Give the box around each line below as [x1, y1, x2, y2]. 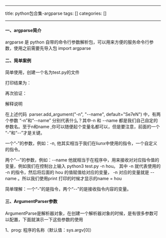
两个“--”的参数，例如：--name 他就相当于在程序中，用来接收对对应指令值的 [5, 157, 160, 163]
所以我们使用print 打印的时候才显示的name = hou [22, 176, 122, 182]
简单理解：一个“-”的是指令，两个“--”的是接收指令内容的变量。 [5, 186, 131, 192]
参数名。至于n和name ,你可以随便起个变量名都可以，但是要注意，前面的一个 [5, 124, 160, 130]
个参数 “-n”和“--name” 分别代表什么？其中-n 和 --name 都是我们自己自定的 [5, 118, 158, 123]
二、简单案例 [5, 57, 31, 63]
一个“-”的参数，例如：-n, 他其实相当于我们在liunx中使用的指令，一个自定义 [5, 140, 158, 146]
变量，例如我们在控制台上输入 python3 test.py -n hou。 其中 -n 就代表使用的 [5, 163, 161, 169]
